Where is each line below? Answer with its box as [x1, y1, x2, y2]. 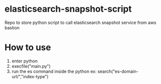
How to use [4, 42, 51, 53]
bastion [4, 24, 20, 30]
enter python [11, 58, 38, 64]
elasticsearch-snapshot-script [4, 3, 132, 15]
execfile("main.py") [11, 63, 51, 69]
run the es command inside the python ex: [11, 68, 97, 74]
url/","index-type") [11, 73, 49, 79]
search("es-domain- [97, 68, 139, 74]
